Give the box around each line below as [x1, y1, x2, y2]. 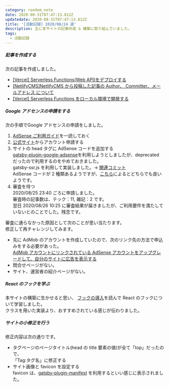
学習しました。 [14, 301, 46, 307]
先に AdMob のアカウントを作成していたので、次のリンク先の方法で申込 [12, 236, 163, 242]
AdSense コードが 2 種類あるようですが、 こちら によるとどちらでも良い [12, 170, 162, 177]
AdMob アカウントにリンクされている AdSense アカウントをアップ [12, 249, 153, 255]
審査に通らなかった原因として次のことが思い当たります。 [5, 219, 125, 226]
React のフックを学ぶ [5, 281, 50, 287]
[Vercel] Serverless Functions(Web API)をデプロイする [12, 77, 126, 83]
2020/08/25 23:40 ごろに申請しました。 [12, 190, 97, 196]
